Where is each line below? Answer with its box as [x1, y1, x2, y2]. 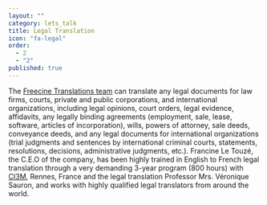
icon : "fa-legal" [8, 34, 67, 43]
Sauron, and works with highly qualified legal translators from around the [8, 180, 249, 190]
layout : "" [8, 11, 45, 20]
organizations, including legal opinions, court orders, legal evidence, [8, 103, 234, 113]
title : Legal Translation [8, 27, 95, 35]
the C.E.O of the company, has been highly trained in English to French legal [8, 154, 260, 164]
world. [8, 188, 30, 198]
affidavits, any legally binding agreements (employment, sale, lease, [8, 112, 233, 121]
